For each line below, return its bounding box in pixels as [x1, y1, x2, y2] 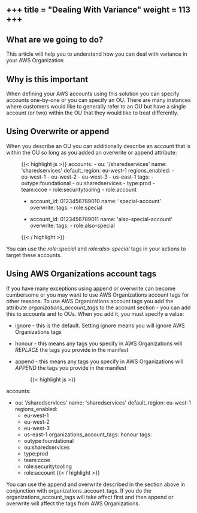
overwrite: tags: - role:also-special [29, 222, 115, 229]
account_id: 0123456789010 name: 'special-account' [29, 197, 162, 204]
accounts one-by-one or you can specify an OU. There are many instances [6, 96, 191, 104]
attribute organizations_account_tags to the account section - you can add [6, 304, 191, 311]
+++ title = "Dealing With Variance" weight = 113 [6, 5, 190, 15]
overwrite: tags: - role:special [29, 204, 103, 211]
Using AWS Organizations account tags [6, 269, 157, 279]
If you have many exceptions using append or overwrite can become [6, 285, 175, 292]
